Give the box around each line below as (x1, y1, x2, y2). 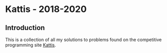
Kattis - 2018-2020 (5, 3, 87, 15)
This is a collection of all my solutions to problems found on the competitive (5, 36, 162, 42)
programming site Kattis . (5, 42, 56, 48)
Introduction (5, 23, 45, 32)
